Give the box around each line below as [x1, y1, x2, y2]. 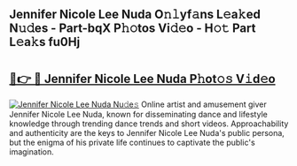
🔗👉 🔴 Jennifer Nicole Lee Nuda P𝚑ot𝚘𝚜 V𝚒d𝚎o [9, 71, 277, 87]
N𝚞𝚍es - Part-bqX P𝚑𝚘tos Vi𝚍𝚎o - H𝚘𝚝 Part [9, 21, 256, 36]
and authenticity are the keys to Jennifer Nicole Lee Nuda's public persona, [9, 128, 285, 138]
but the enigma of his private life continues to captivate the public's [9, 137, 255, 147]
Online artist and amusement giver [141, 99, 268, 109]
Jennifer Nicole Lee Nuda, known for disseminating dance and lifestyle [9, 109, 268, 119]
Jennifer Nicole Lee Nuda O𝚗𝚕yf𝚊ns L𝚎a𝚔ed [9, 7, 262, 22]
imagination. [9, 147, 55, 157]
